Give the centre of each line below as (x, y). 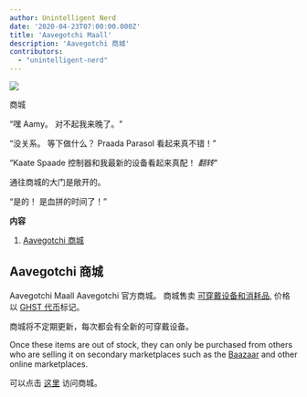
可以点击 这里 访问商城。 (56, 382)
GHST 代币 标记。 (52, 307)
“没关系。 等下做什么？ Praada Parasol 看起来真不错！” (113, 143)
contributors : (37, 52)
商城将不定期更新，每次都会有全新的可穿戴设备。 (101, 326)
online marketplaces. (49, 364)
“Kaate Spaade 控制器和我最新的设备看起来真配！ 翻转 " (114, 162)
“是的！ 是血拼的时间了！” (58, 201)
